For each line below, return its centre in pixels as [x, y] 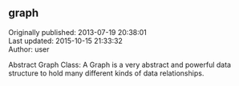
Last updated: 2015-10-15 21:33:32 [65, 41]
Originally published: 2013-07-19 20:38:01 [77, 32]
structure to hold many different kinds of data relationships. [106, 73]
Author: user [29, 49]
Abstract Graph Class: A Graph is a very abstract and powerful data [119, 64]
